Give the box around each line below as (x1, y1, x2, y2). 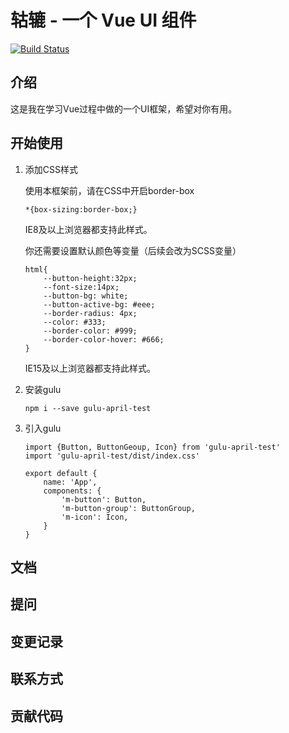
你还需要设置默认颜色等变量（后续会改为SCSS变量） (24, 244, 242, 256)
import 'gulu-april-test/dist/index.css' (24, 451, 200, 461)
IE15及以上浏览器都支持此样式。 (24, 362, 156, 374)
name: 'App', (43, 477, 98, 487)
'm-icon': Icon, (61, 512, 129, 522)
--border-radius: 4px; (43, 308, 138, 318)
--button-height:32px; (43, 273, 138, 283)
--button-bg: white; (43, 291, 129, 301)
